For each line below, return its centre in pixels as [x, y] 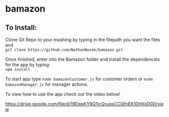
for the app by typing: [28, 65]
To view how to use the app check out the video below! [63, 94]
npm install [18, 69]
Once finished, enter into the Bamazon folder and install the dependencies [83, 59]
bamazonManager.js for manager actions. [47, 84]
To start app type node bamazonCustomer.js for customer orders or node [79, 79]
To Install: [21, 28]
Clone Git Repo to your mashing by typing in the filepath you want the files [83, 40]
